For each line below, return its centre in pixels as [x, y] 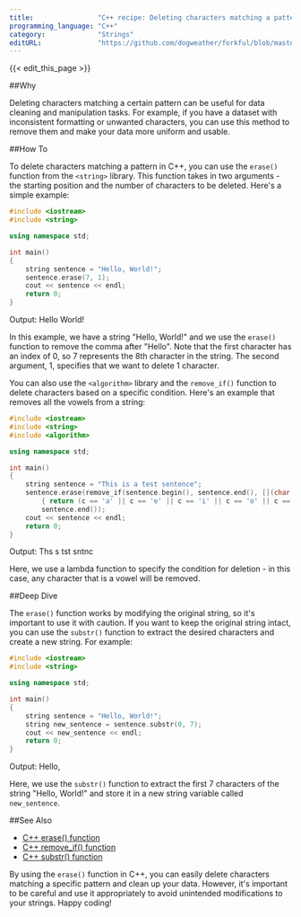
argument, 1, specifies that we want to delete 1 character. [114, 366]
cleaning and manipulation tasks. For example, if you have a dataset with [143, 112]
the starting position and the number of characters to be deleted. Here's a [146, 186]
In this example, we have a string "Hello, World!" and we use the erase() [142, 337]
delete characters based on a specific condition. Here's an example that [142, 392]
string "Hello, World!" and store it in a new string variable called [126, 794]
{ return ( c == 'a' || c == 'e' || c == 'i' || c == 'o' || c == [166, 501]
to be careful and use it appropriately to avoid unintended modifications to [146, 894]
